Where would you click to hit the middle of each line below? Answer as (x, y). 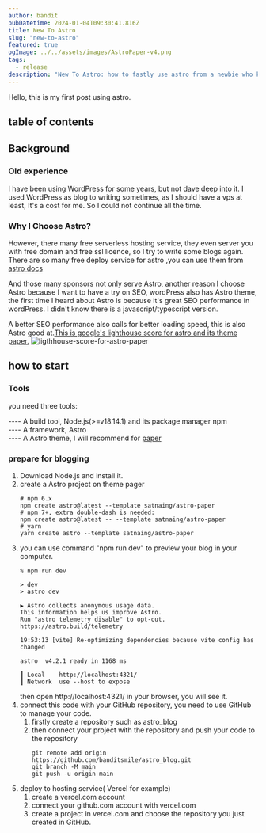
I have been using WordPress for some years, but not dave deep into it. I (126, 188)
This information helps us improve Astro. (91, 612)
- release (31, 67)
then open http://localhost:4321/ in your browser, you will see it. (123, 696)
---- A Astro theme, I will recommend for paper (85, 438)
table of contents (51, 122)
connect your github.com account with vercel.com (114, 805)
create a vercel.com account (78, 797)
